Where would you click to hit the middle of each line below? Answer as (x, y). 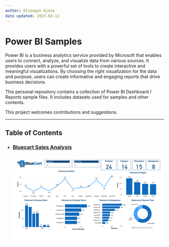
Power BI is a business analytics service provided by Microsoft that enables (83, 55)
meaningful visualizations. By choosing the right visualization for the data (81, 71)
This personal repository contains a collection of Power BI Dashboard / (78, 92)
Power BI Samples (44, 42)
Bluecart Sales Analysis (42, 147)
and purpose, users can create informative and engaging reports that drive (83, 77)
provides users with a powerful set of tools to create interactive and (75, 66)
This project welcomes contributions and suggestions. (61, 112)
